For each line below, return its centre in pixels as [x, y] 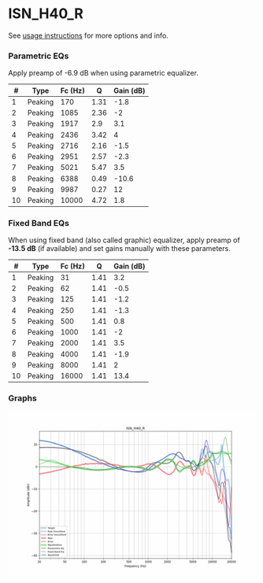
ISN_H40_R [46, 14]
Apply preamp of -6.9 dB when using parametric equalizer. [104, 73]
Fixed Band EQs [39, 223]
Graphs [22, 398]
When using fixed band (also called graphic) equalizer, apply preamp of [124, 240]
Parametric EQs [39, 56]
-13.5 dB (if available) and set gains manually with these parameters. [119, 249]
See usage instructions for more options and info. [89, 35]
